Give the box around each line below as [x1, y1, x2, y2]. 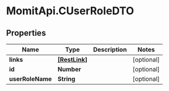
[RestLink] [57, 55, 88, 64]
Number [57, 65, 81, 73]
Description [93, 46, 127, 54]
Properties [6, 28, 46, 38]
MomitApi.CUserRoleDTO [6, 4, 135, 18]
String [57, 75, 76, 83]
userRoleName [9, 75, 52, 83]
